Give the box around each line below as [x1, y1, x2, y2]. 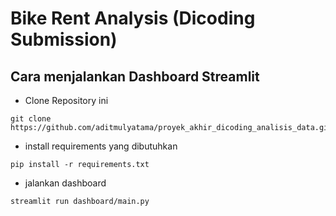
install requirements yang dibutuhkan [24, 140, 178, 152]
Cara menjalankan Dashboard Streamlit [10, 68, 260, 85]
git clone [10, 114, 52, 124]
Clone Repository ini [24, 95, 109, 106]
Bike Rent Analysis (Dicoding [10, 7, 256, 30]
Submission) [10, 28, 118, 51]
